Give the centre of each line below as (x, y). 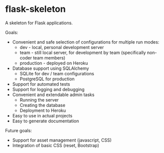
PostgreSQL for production (47, 79)
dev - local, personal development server (62, 47)
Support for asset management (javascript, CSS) (62, 140)
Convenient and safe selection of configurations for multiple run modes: (86, 42)
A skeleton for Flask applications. (39, 23)
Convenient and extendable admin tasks (53, 95)
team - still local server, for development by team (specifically (83, 52)
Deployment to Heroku (43, 110)
